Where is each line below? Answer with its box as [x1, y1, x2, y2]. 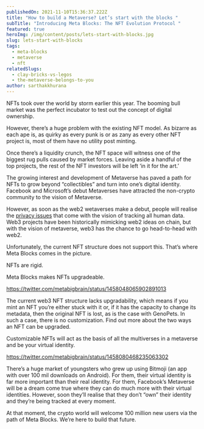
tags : [6, 43, 20, 50]
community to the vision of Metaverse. [6, 194, 104, 200]
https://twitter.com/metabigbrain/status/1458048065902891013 [6, 285, 166, 292]
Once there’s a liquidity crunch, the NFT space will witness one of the [6, 149, 181, 156]
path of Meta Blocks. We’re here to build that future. [6, 416, 136, 423]
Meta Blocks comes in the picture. [6, 250, 92, 257]
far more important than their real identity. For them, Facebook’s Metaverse [6, 378, 195, 385]
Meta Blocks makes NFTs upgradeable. [6, 273, 105, 280]
